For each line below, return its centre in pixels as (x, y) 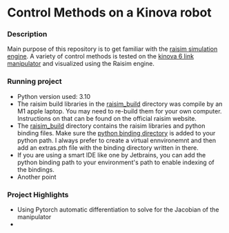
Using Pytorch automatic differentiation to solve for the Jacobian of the (118, 210)
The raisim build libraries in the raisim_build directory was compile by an (120, 104)
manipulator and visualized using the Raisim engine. (81, 64)
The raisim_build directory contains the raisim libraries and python (111, 126)
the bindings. (36, 169)
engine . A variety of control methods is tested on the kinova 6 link (101, 56)
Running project (34, 82)
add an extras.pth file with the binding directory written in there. (108, 147)
